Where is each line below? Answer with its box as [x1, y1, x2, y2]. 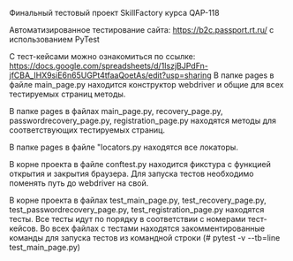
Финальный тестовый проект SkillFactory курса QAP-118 [9, 8, 220, 18]
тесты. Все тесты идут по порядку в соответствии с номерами [9, 214, 246, 224]
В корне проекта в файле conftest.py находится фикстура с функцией [9, 159, 271, 169]
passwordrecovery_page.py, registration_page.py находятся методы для [9, 115, 276, 126]
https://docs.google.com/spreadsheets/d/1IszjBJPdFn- [9, 61, 209, 71]
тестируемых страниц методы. [9, 88, 126, 99]
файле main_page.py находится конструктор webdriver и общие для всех [9, 80, 284, 89]
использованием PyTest [9, 35, 100, 44]
